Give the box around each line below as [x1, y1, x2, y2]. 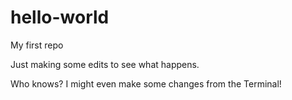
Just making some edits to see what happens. [10, 58, 200, 70]
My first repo [10, 39, 64, 51]
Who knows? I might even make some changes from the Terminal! [10, 77, 282, 90]
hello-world [10, 6, 110, 29]
